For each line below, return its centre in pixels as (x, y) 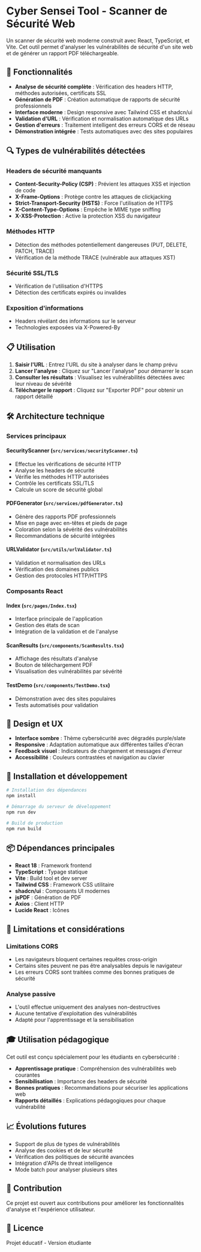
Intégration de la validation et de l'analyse (66, 631)
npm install (21, 796)
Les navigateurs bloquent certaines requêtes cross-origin (86, 959)
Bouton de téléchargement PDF (54, 665)
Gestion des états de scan (47, 625)
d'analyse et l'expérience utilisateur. (51, 1209)
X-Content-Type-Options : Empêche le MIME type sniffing (88, 210)
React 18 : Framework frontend (53, 866)
